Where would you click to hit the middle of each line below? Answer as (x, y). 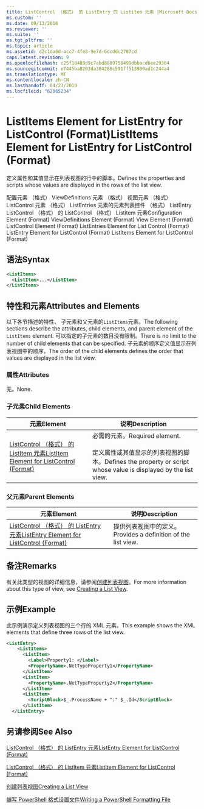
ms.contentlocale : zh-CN (38, 80)
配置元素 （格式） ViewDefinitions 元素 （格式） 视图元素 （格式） (89, 197)
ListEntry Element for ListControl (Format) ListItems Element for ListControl (100, 232)
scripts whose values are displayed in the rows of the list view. (84, 185)
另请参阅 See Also (39, 732)
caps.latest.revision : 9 (38, 57)
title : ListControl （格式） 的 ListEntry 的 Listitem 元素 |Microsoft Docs (102, 12)
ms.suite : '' (23, 35)
